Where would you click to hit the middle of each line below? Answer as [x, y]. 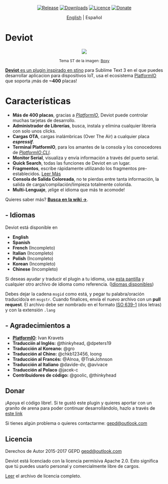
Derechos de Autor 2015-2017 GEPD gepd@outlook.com [63, 451]
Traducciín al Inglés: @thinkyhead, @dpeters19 [62, 343]
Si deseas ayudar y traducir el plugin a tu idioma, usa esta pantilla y [75, 279]
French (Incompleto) [34, 248]
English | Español [84, 17]
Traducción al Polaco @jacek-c [45, 370]
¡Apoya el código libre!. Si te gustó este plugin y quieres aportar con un [78, 403]
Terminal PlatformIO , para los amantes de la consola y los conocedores [87, 147]
